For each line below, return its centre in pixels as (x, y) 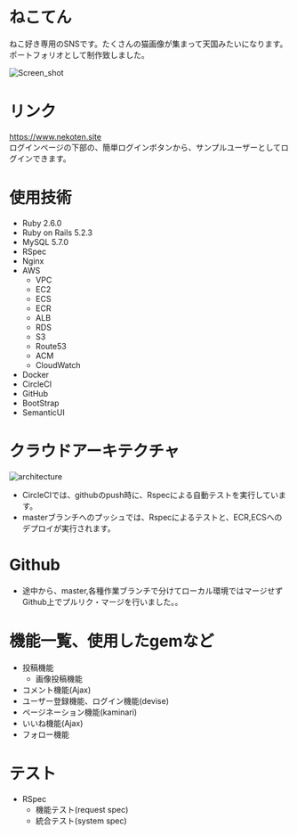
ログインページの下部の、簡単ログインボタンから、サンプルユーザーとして (145, 147)
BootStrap (40, 403)
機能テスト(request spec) (82, 809)
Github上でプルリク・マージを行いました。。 (102, 602)
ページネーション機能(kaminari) (80, 712)
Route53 (51, 346)
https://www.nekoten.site (56, 136)
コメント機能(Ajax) (56, 690)
